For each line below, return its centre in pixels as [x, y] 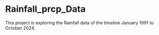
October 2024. [20, 28]
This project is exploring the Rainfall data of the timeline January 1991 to [79, 23]
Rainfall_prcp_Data [46, 9]
